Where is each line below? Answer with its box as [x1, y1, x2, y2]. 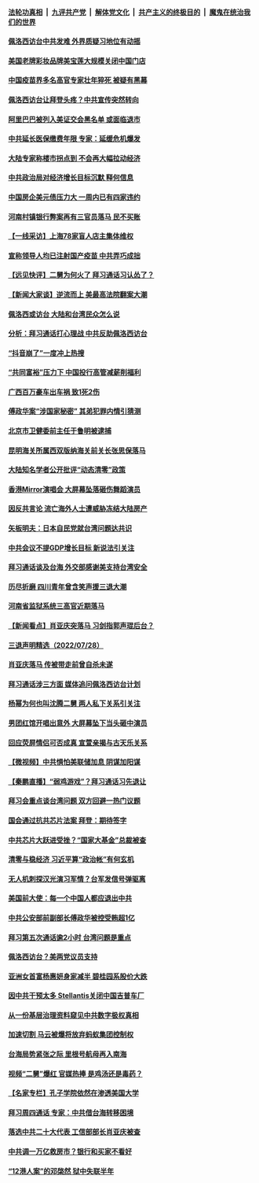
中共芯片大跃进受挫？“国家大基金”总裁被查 [8, 835, 147, 845]
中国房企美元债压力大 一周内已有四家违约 [8, 192, 141, 201]
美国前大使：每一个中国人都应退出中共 [8, 893, 132, 903]
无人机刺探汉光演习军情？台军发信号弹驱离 [8, 874, 146, 883]
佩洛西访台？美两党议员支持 [8, 952, 98, 962]
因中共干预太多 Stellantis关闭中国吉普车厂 [8, 991, 145, 1000]
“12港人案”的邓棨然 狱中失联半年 [8, 1166, 115, 1176]
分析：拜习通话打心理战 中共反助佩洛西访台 [8, 329, 148, 338]
